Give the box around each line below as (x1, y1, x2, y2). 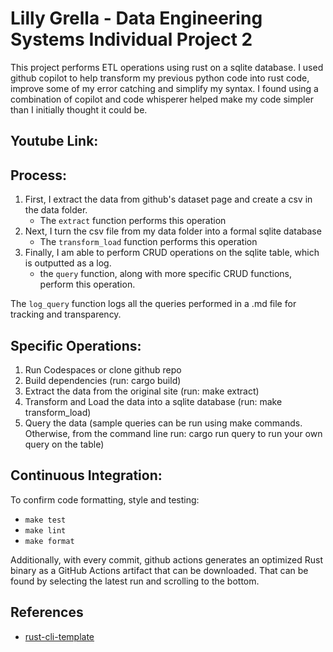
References (10, 604, 84, 621)
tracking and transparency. (10, 308, 122, 321)
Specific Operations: (10, 337, 142, 354)
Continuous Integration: (10, 467, 163, 484)
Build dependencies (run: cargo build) (24, 374, 182, 386)
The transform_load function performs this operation (39, 236, 258, 248)
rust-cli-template (24, 630, 95, 642)
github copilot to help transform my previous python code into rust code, (10, 72, 310, 84)
